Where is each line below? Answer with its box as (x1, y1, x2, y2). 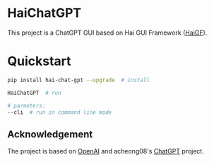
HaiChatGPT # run (7, 89, 61, 96)
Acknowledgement (7, 128, 93, 140)
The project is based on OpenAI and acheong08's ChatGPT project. (7, 147, 205, 156)
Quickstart (7, 53, 72, 69)
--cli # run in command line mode (7, 108, 112, 116)
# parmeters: (7, 102, 46, 109)
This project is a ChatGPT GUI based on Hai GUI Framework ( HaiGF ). (7, 28, 208, 37)
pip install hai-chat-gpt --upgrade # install (7, 76, 150, 83)
